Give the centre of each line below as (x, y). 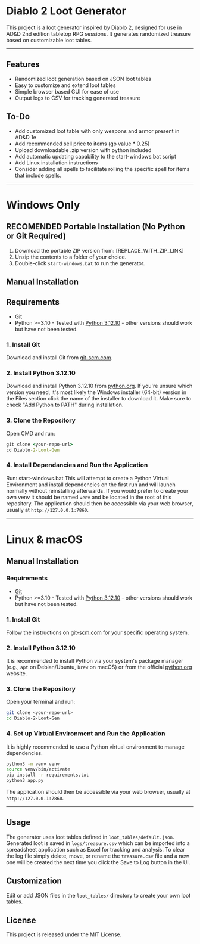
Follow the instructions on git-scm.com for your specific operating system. (98, 632)
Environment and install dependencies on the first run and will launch (91, 485)
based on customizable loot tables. (49, 40)
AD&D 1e (26, 137)
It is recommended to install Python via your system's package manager (95, 661)
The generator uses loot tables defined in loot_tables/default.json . (90, 837)
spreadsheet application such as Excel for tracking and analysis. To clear (96, 849)
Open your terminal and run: (41, 702)
